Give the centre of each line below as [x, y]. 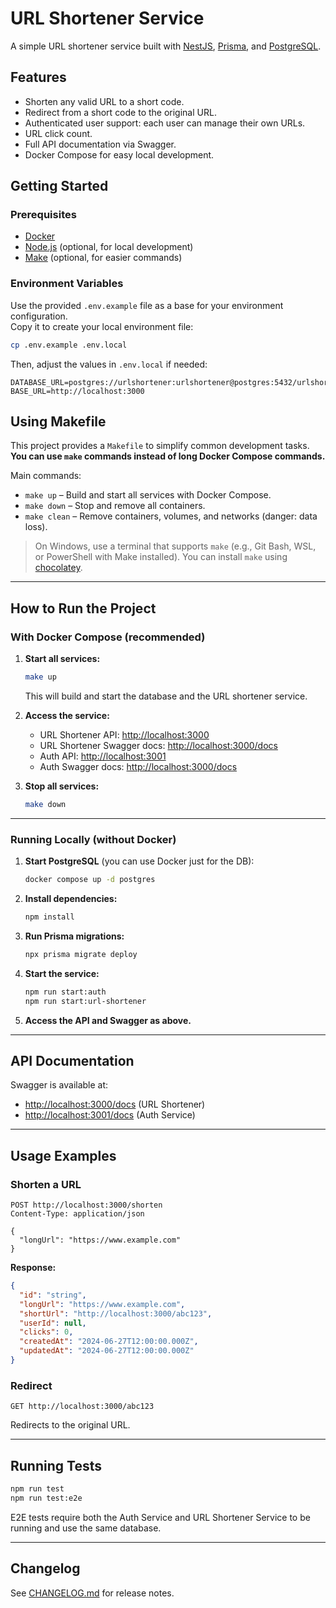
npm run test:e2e [46, 1498]
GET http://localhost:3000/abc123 [82, 1407]
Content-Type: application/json [77, 1214]
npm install [49, 917]
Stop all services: [62, 786]
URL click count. [58, 133]
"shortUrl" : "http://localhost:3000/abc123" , [116, 1313]
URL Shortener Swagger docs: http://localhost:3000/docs [158, 745]
